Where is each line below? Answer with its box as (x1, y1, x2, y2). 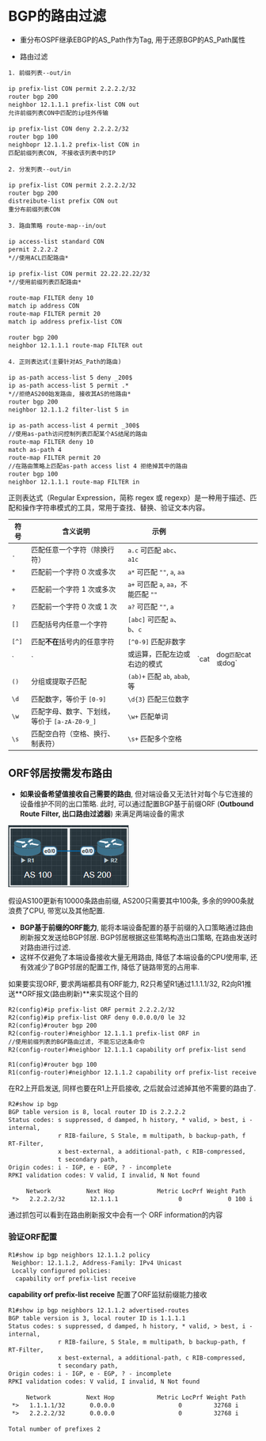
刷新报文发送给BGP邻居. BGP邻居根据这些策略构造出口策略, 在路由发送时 (19, 932, 257, 942)
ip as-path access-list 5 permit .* (8, 381, 129, 389)
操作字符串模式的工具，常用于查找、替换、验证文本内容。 (21, 502, 210, 512)
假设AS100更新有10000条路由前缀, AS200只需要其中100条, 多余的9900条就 (8, 896, 255, 905)
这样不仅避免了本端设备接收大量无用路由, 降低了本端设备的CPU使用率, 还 (19, 952, 258, 961)
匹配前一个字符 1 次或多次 (31, 585, 116, 594)
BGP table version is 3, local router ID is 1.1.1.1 (8, 1314, 186, 1322)
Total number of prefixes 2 (8, 1425, 101, 1433)
